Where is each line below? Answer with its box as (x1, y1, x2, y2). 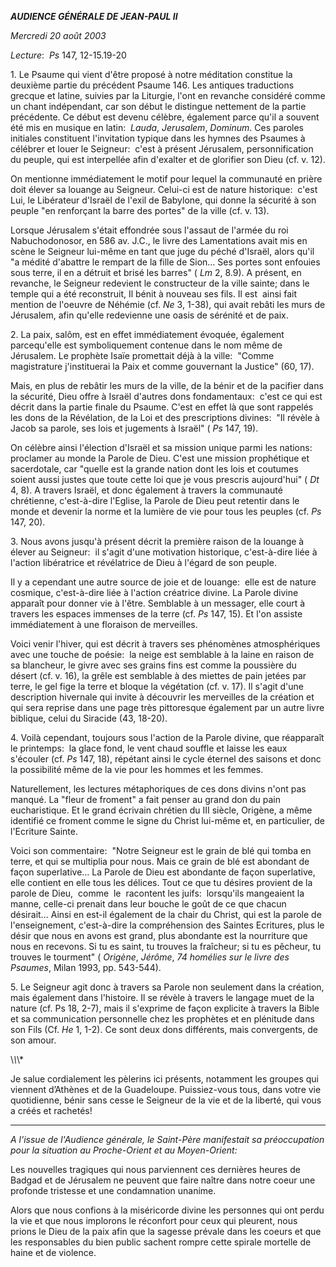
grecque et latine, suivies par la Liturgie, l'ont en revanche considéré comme (10, 90, 326, 101)
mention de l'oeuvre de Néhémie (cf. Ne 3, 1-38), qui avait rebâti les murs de (10, 299, 326, 310)
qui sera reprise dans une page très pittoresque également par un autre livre (10, 702, 325, 713)
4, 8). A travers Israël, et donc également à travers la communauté (10, 484, 283, 496)
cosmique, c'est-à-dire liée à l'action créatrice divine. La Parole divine (10, 587, 299, 598)
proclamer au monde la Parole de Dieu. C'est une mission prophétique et (10, 452, 310, 464)
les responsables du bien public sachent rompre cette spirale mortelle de (10, 1236, 312, 1248)
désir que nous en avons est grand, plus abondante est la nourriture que (10, 930, 308, 941)
